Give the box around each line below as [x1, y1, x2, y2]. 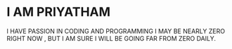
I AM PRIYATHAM [6, 4, 110, 20]
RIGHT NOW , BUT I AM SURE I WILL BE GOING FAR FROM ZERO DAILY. [6, 34, 216, 42]
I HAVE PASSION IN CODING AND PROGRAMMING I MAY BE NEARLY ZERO [6, 27, 226, 35]
